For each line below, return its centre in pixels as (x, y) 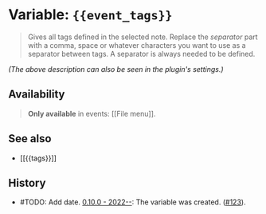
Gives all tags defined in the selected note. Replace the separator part (143, 37)
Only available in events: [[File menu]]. (92, 113)
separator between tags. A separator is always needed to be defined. (141, 53)
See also (30, 139)
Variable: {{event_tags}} (90, 15)
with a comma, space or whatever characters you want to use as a (137, 45)
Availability (37, 95)
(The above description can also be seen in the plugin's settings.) (116, 69)
